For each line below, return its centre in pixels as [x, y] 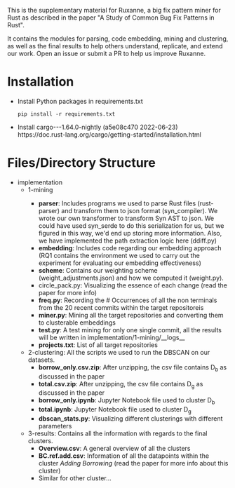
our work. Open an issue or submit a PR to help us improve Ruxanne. [106, 53]
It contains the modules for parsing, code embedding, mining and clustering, [118, 39]
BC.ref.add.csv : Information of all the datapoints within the [123, 456]
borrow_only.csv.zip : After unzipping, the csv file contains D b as [132, 368]
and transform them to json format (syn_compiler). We [140, 210]
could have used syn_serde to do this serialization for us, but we [131, 225]
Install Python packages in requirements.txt [80, 101]
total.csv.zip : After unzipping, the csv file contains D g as [121, 385]
